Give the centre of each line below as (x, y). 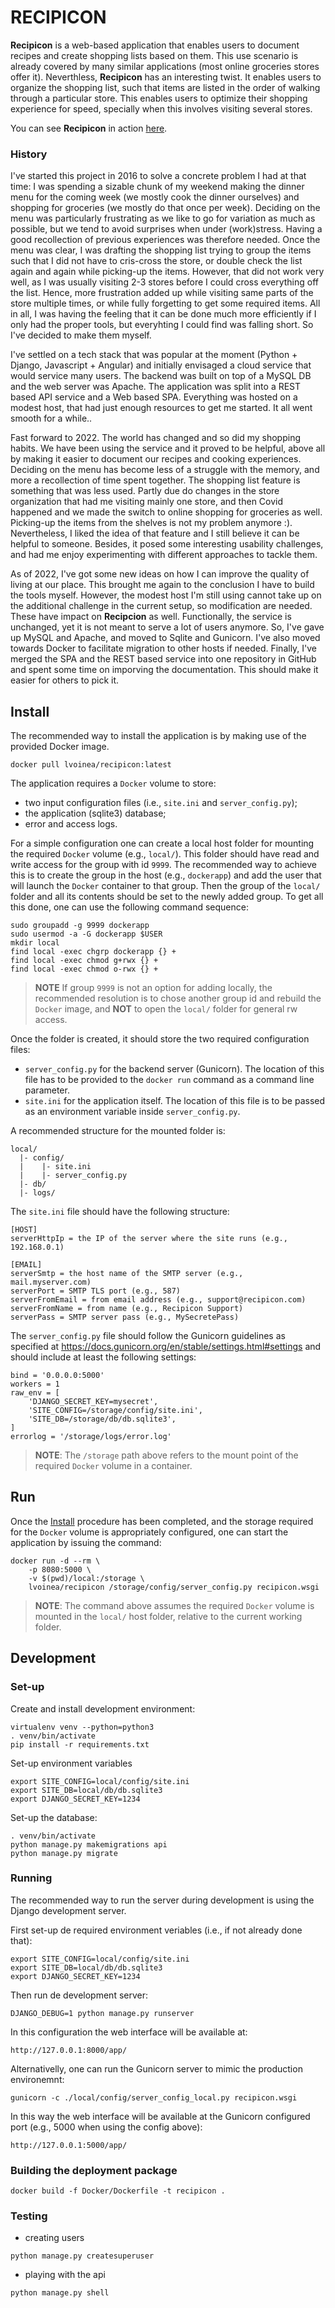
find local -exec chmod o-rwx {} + (84, 969)
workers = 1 (35, 1384)
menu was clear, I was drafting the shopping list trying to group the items (161, 250)
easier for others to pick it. (65, 680)
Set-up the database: (54, 1817)
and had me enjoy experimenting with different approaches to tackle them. (164, 555)
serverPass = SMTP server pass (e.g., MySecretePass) (125, 1317)
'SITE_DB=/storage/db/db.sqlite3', (102, 1419)
